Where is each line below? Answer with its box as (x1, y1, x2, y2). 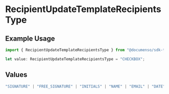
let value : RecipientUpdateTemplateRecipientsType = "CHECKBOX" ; (5, 56, 145, 61)
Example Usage (5, 34, 55, 43)
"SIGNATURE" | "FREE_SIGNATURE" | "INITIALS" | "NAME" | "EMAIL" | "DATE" (5, 84, 165, 89)
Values (5, 70, 28, 79)
